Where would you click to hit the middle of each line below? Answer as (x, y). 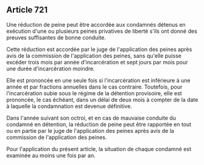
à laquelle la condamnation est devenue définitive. (69, 106)
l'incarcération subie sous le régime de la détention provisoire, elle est (94, 93)
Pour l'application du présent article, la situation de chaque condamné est (99, 149)
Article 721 (27, 10)
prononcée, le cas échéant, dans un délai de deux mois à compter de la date (102, 99)
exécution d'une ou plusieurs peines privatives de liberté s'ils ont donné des (102, 31)
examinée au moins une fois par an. (51, 155)
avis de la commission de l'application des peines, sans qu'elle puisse (94, 56)
